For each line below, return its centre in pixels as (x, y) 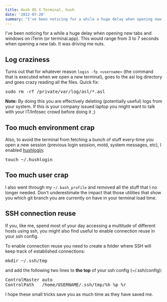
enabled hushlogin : (25, 150)
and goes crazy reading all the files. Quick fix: (52, 82)
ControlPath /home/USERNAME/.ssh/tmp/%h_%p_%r (66, 285)
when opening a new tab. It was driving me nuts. (55, 44)
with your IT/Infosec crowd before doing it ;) (50, 112)
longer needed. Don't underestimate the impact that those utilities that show (83, 192)
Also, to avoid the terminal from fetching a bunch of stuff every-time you (80, 140)
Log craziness (27, 60)
